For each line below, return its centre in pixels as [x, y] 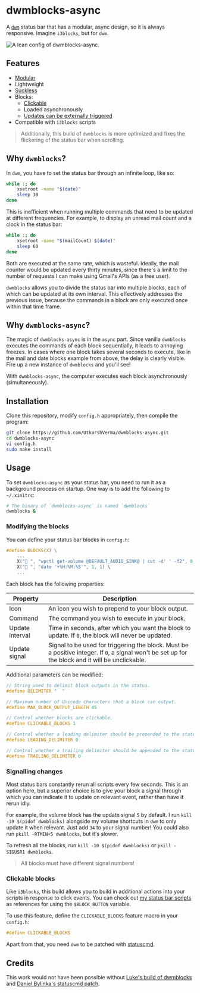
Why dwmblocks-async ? [48, 325]
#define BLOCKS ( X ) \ [32, 550]
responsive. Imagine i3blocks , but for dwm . [57, 33]
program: [18, 422]
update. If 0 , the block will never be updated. [110, 635]
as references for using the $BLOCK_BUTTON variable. [68, 904]
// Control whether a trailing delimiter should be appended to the [93, 750]
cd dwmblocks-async [30, 438]
